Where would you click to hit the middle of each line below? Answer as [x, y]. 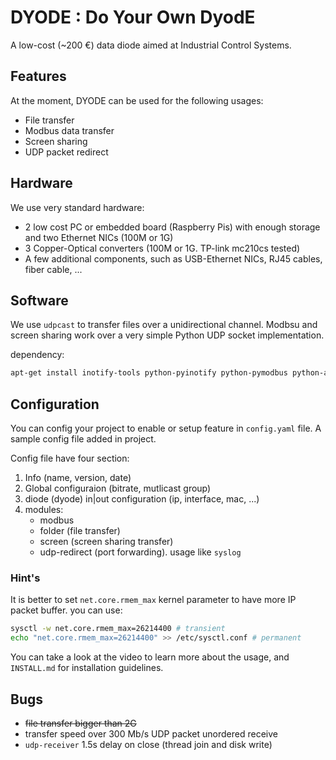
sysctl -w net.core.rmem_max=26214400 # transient [118, 629]
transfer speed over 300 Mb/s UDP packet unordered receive [151, 733]
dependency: [37, 355]
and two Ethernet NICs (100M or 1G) [99, 237]
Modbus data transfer [69, 130]
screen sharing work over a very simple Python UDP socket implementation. [167, 335]
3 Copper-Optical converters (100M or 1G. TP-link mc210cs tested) [162, 248]
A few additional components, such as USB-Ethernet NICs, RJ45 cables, [173, 258]
